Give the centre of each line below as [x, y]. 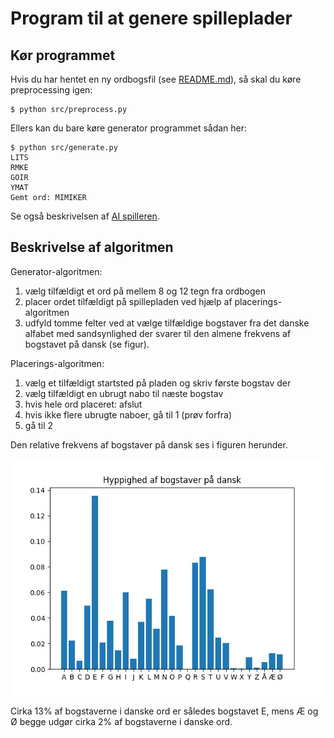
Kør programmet [63, 55]
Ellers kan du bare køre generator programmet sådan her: [129, 128]
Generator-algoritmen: [56, 271]
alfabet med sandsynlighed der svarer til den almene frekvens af [158, 333]
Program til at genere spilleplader [151, 18]
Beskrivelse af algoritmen [92, 247]
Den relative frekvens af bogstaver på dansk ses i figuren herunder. [149, 444]
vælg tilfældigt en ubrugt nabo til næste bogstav [124, 393]
